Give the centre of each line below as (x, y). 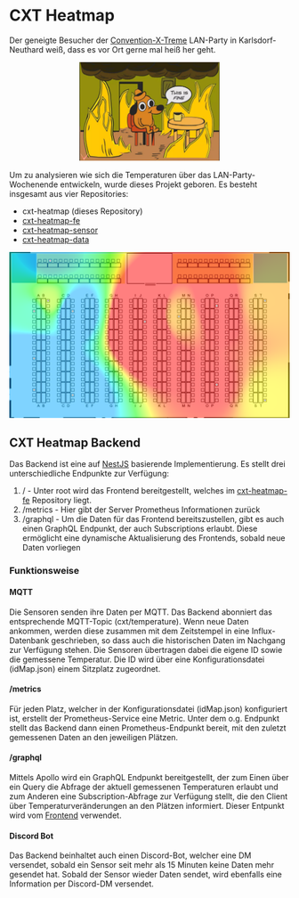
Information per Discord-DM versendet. (81, 884)
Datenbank (29, 640)
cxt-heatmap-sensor (60, 230)
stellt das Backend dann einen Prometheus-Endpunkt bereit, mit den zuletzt (148, 728)
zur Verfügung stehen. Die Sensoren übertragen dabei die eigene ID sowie (146, 649)
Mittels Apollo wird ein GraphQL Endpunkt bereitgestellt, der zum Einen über (149, 777)
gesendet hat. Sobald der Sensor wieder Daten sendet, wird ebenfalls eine (146, 875)
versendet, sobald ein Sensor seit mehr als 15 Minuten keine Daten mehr (141, 865)
